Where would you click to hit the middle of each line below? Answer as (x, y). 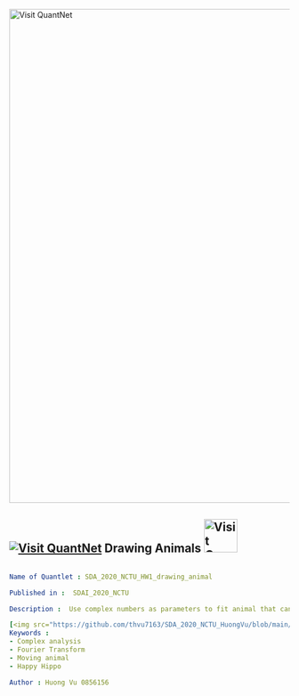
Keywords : (29, 633)
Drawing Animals (153, 549)
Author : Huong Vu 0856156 (59, 682)
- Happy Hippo (36, 666)
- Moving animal (39, 658)
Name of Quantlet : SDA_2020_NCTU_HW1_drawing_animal (111, 577)
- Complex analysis (45, 642)
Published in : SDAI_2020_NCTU (69, 593)
